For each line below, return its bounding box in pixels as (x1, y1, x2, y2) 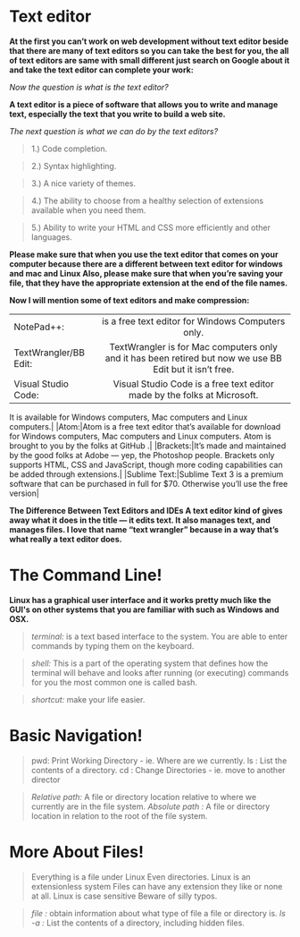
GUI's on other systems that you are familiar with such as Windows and (9, 604, 279, 615)
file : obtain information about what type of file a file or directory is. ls (30, 907, 286, 918)
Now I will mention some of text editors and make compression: (9, 294, 250, 305)
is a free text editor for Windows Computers (101, 315, 286, 328)
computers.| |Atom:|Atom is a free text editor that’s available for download (9, 421, 281, 431)
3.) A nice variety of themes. (30, 177, 137, 189)
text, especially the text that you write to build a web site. (9, 108, 226, 119)
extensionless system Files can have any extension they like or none (30, 881, 283, 891)
